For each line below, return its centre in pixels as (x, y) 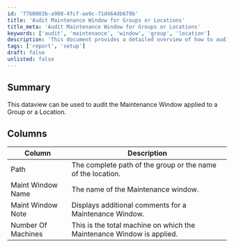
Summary (29, 88)
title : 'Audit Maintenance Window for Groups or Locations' (96, 20)
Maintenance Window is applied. (125, 234)
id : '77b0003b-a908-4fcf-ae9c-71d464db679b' (73, 14)
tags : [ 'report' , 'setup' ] (46, 46)
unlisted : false (31, 59)
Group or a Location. (37, 112)
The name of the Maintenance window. (135, 189)
